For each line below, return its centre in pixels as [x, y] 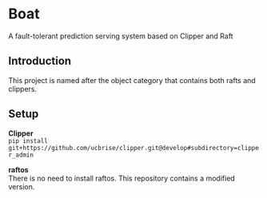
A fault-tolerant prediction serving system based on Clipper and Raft [121, 36]
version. [22, 186]
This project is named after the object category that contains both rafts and [132, 80]
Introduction [40, 61]
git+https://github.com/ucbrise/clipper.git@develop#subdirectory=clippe [134, 148]
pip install [28, 141]
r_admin [21, 155]
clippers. [23, 89]
